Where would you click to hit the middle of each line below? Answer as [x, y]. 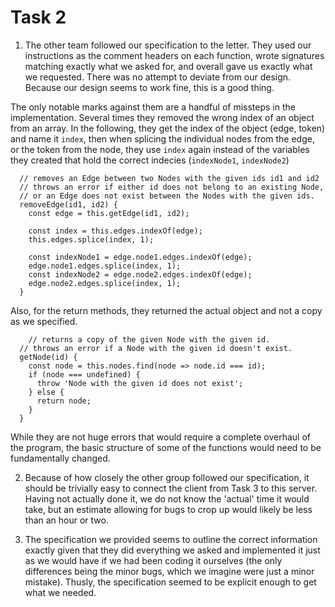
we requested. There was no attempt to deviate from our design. [158, 77]
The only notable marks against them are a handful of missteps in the [153, 107]
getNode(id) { [48, 357]
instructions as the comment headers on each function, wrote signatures [174, 55]
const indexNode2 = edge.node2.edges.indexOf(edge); [140, 274]
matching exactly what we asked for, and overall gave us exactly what [168, 66]
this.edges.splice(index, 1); [91, 239]
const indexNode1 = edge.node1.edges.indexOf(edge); [140, 257]
